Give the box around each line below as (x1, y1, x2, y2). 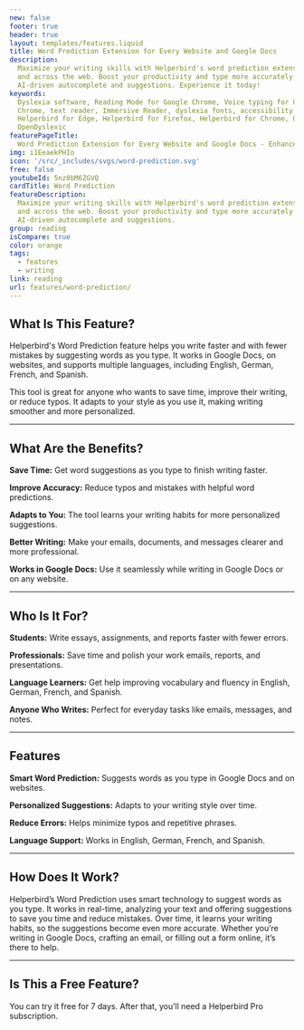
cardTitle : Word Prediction (9, 182, 116, 191)
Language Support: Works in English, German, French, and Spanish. (9, 834, 265, 845)
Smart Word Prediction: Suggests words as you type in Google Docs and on (9, 772, 295, 784)
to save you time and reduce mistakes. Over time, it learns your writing (9, 912, 273, 924)
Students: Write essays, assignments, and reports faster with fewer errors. (9, 632, 290, 643)
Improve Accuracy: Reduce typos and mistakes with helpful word (9, 482, 255, 494)
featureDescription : (9, 190, 88, 199)
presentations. (9, 659, 63, 670)
